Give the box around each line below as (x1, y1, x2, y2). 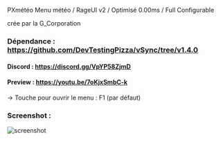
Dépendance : (7, 36, 55, 46)
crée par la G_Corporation (7, 19, 81, 27)
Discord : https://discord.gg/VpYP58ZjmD (7, 62, 132, 70)
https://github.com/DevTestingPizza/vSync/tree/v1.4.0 (7, 45, 199, 55)
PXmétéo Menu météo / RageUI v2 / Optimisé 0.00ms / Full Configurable (7, 6, 215, 14)
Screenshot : (7, 111, 51, 120)
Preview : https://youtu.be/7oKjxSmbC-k (7, 78, 128, 86)
